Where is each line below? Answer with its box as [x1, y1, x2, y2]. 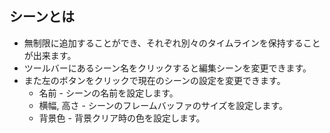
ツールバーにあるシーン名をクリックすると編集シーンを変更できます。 [23, 62, 312, 74]
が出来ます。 [23, 49, 77, 61]
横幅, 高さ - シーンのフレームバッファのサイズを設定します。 [38, 99, 288, 111]
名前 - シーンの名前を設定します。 [38, 87, 179, 99]
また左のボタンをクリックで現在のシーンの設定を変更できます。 [23, 74, 286, 86]
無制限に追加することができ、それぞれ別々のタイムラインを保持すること [23, 37, 321, 49]
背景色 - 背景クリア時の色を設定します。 [38, 112, 206, 124]
